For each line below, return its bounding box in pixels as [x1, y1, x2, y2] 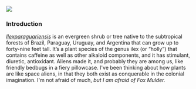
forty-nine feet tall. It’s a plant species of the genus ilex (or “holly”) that [6, 46, 177, 53]
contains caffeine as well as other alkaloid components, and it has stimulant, [6, 52, 191, 59]
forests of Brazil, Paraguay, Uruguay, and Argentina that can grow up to [6, 39, 179, 46]
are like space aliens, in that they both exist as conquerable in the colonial [6, 70, 185, 77]
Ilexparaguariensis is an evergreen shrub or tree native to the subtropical [6, 33, 183, 40]
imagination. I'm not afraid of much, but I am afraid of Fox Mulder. [6, 77, 165, 84]
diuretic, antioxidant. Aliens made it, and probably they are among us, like [6, 58, 184, 65]
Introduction [6, 19, 42, 28]
